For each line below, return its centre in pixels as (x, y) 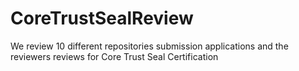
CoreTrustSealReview (102, 18)
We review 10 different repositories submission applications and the (149, 46)
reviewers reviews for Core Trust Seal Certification (114, 56)
